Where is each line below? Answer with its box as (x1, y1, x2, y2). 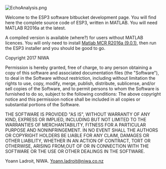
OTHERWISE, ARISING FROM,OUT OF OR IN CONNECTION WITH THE (5, 143, 149, 149)
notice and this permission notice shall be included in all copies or (5, 96, 141, 102)
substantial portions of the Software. (5, 102, 80, 107)
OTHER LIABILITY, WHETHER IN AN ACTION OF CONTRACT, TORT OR (5, 138, 151, 144)
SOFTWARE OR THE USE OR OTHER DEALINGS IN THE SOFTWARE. (5, 149, 145, 154)
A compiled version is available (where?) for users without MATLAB (5, 35, 144, 40)
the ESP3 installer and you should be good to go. (5, 45, 106, 51)
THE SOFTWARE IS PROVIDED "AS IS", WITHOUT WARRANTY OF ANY (5, 111, 151, 117)
